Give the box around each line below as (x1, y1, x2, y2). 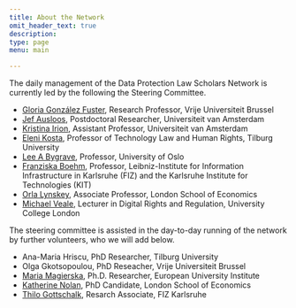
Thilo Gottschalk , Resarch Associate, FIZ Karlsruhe (21, 289, 208, 300)
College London (21, 208, 80, 219)
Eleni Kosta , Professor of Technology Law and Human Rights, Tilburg (21, 133, 274, 143)
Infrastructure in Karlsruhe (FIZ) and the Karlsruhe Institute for (21, 170, 248, 181)
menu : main (9, 46, 49, 55)
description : (9, 29, 57, 38)
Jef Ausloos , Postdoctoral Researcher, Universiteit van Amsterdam (21, 114, 265, 125)
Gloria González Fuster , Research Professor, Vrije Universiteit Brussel (21, 104, 274, 115)
